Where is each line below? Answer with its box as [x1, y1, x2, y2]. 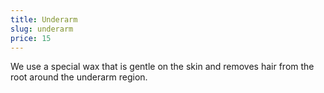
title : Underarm [10, 14, 78, 25]
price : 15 [10, 33, 52, 43]
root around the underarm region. [10, 71, 148, 83]
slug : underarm [10, 24, 74, 34]
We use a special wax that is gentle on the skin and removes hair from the [10, 61, 315, 73]
